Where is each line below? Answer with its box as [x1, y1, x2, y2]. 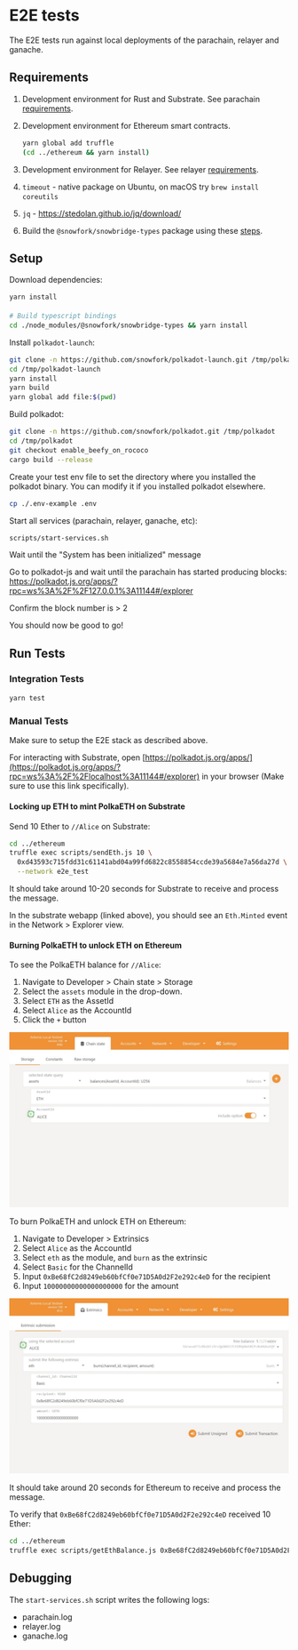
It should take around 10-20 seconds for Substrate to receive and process [9, 884, 279, 893]
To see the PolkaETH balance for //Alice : [9, 959, 161, 970]
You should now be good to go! [9, 620, 124, 631]
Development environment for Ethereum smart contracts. [21, 120, 231, 131]
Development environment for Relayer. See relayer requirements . [21, 164, 259, 174]
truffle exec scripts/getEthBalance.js [9, 1546, 157, 1556]
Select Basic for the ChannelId [21, 1262, 133, 1272]
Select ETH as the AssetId [21, 996, 114, 1006]
